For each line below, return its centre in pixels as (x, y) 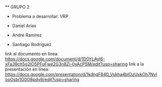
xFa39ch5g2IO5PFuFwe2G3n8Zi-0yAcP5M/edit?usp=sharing (66, 64)
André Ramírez (27, 35)
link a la (136, 64)
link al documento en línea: (32, 54)
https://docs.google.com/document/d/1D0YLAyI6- (55, 59)
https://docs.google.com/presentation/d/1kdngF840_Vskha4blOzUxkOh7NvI (81, 74)
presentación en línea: (27, 69)
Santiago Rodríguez (32, 44)
